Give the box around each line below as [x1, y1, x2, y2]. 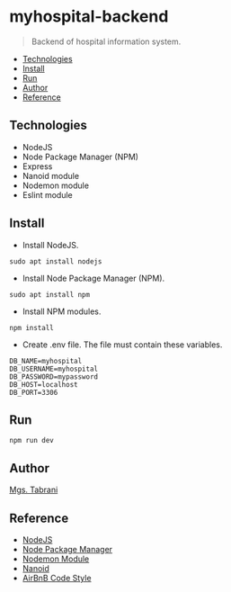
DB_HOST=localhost [9, 380, 78, 389]
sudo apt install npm [9, 290, 91, 299]
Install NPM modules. [22, 306, 102, 317]
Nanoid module [22, 170, 79, 181]
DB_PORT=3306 [9, 388, 58, 397]
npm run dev [9, 436, 54, 445]
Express [22, 160, 53, 172]
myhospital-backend [9, 6, 169, 27]
